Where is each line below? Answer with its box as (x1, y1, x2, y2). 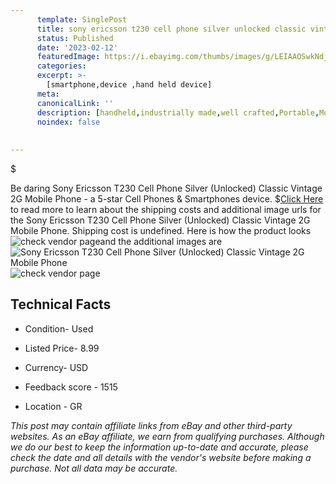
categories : (36, 61, 87, 71)
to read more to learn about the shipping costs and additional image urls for (10, 204, 322, 215)
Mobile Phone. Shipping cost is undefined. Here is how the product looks (10, 225, 312, 236)
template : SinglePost (36, 14, 128, 25)
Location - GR (24, 400, 83, 412)
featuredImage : (36, 52, 101, 62)
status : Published (36, 33, 114, 43)
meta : (36, 89, 60, 99)
